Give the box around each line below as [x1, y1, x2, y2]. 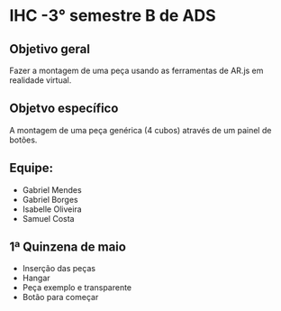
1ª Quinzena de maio [9, 240, 126, 255]
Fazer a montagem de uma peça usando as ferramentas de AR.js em [9, 65, 264, 76]
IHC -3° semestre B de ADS [9, 5, 216, 26]
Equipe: [9, 160, 54, 176]
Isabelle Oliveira [22, 204, 83, 215]
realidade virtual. [9, 75, 72, 86]
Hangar [22, 272, 51, 284]
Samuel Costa [22, 213, 75, 224]
